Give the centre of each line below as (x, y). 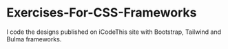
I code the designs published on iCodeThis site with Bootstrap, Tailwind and (114, 32)
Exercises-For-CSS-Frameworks (102, 13)
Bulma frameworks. (34, 39)
